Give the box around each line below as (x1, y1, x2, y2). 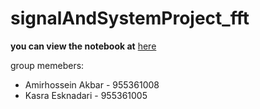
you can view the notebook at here (10, 40, 157, 52)
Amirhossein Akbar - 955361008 (24, 78, 160, 91)
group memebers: (10, 59, 85, 71)
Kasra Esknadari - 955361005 (24, 89, 148, 101)
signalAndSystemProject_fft (10, 7, 250, 30)
